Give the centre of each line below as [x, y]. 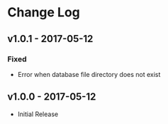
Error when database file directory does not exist [89, 74]
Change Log [44, 12]
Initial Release [38, 114]
